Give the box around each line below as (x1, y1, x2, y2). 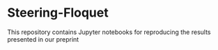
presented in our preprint (7, 35, 79, 43)
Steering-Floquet (7, 5, 109, 21)
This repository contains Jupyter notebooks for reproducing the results (7, 28, 211, 36)
